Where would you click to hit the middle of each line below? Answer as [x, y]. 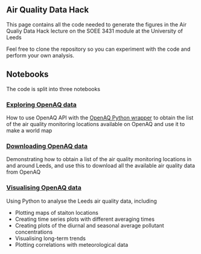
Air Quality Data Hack [48, 10]
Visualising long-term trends [50, 238]
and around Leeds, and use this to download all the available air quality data [101, 166]
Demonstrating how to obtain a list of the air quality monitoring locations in [99, 159]
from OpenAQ [24, 172]
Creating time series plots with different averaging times [85, 219]
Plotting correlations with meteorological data [72, 244]
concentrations [34, 232]
